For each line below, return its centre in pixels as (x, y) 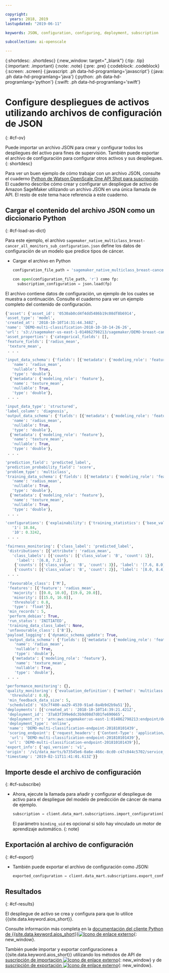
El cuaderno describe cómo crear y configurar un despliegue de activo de (82, 184)
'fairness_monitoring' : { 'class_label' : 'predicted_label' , (70, 546)
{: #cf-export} (20, 857)
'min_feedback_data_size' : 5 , (39, 700)
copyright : (17, 14)
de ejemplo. (25, 805)
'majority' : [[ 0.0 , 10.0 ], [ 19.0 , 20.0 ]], (57, 593)
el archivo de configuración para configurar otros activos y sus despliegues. (84, 158)
